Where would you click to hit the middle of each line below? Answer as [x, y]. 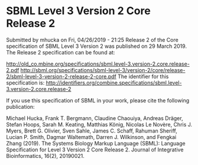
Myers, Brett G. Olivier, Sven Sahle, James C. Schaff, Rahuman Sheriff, [92, 131]
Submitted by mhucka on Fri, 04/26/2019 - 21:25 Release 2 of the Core [92, 40]
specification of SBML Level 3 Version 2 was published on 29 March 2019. [97, 46]
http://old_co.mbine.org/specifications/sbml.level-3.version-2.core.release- [98, 64]
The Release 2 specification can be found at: [61, 52]
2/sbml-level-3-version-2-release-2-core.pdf [61, 76]
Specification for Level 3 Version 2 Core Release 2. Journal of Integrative [95, 150]
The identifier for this [143, 76]
